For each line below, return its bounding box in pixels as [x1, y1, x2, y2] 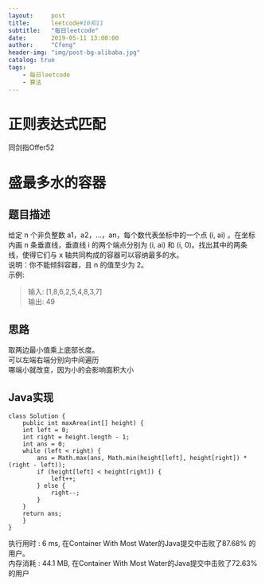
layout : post [8, 11, 66, 20]
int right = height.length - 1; [22, 433, 130, 442]
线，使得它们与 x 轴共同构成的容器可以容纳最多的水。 [8, 250, 184, 259]
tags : [8, 64, 26, 72]
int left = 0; [22, 427, 69, 435]
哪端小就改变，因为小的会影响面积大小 [8, 365, 134, 375]
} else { [37, 482, 66, 490]
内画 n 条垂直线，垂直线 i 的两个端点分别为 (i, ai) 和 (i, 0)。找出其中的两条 [8, 240, 248, 250]
